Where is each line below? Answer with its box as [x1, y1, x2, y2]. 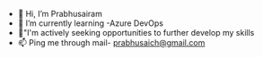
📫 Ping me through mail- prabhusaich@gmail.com [17, 37, 206, 48]
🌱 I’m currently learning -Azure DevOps [17, 18, 164, 28]
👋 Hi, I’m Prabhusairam [17, 9, 103, 19]
